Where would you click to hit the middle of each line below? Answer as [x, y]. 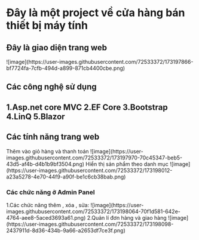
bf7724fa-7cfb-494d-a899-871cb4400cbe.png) [66, 68]
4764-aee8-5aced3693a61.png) [46, 217]
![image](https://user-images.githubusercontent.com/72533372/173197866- [100, 62]
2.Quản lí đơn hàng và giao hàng [127, 217]
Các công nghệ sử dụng [51, 87]
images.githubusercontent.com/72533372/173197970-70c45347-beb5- [94, 158]
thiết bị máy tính [47, 25]
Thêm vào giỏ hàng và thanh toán [48, 151]
